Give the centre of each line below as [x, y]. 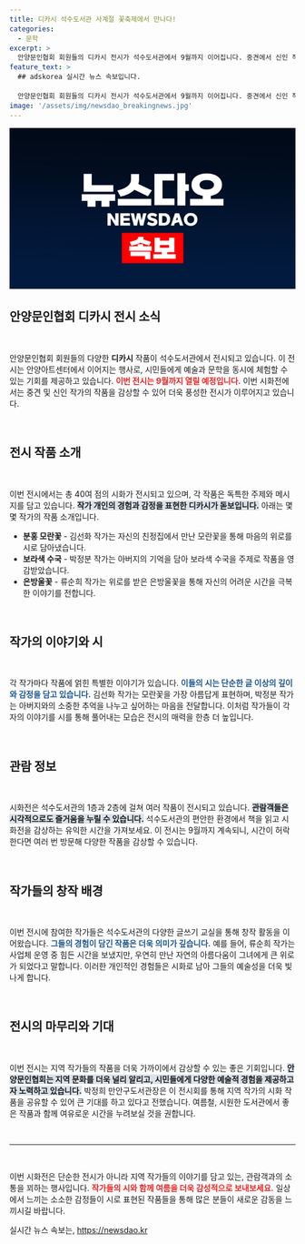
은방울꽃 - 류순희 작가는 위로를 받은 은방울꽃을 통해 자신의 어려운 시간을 [149, 582]
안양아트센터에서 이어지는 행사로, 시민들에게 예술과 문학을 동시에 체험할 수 [157, 369]
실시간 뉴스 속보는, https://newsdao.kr [79, 1229]
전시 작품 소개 [45, 453]
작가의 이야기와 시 [56, 642]
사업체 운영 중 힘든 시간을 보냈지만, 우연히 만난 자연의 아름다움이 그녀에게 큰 [144, 955]
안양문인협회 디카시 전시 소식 [85, 317]
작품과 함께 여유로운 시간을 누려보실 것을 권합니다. [107, 1113]
